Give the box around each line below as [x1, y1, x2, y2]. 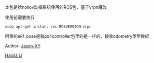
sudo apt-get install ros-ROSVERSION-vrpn [5, 24, 92, 29]
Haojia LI [5, 52, 23, 58]
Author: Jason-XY [5, 43, 41, 48]
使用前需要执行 [5, 15, 35, 20]
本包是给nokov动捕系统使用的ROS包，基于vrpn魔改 [5, 4, 107, 10]
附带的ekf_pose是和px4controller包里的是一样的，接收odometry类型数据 [5, 33, 150, 39]
